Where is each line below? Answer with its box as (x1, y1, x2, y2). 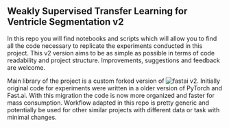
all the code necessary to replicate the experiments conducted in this (7, 41, 203, 50)
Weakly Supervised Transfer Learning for (7, 5, 188, 17)
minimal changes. (7, 113, 57, 121)
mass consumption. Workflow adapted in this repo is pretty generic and (7, 99, 209, 107)
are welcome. (7, 63, 46, 71)
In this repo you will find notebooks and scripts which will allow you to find (7, 34, 217, 42)
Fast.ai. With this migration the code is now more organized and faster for (7, 91, 215, 99)
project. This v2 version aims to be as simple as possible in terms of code (7, 49, 215, 57)
